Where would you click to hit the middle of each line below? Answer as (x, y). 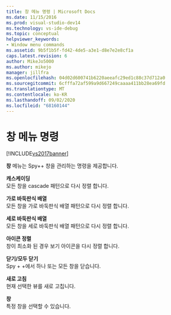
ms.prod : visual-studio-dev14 (43, 23)
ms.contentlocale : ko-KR (37, 94)
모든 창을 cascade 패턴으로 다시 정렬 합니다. (57, 186)
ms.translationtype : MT (36, 89)
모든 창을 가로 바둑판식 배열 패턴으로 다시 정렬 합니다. (67, 206)
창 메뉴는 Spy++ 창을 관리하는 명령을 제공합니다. (62, 166)
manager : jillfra (28, 73)
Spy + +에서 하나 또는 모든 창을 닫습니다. (54, 266)
